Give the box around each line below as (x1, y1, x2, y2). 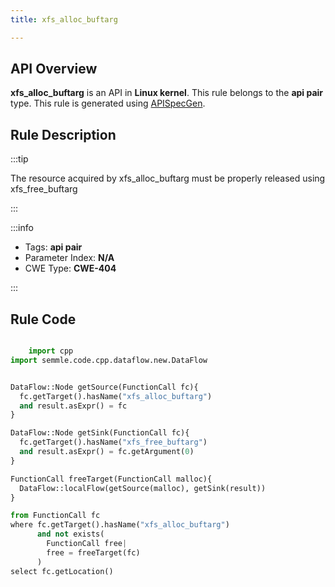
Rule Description (10, 126, 117, 143)
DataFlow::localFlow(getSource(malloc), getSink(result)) (19, 483, 267, 493)
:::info (10, 222, 34, 234)
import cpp (28, 346, 74, 356)
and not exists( (36, 529, 105, 540)
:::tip (10, 153, 29, 165)
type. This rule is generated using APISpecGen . (10, 97, 206, 110)
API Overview (10, 61, 98, 78)
